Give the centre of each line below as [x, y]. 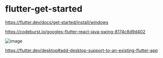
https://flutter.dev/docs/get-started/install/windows [57, 22]
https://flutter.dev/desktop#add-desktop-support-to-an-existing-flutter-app [81, 50]
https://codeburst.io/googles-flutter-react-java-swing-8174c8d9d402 [75, 31]
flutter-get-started [44, 9]
